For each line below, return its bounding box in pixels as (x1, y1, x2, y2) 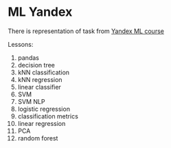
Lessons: (8, 40, 34, 48)
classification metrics (17, 112, 78, 120)
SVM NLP (17, 97, 45, 105)
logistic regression (17, 105, 71, 113)
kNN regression (17, 75, 62, 83)
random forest (17, 134, 58, 142)
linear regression (17, 119, 66, 127)
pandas (17, 53, 40, 62)
